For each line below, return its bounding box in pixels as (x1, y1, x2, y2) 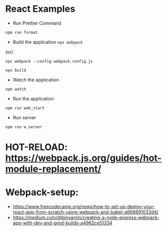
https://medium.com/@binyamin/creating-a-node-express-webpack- (12, 215, 160, 221)
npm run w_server (5, 124, 43, 130)
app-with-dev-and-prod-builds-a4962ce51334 (12, 220, 113, 226)
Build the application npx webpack (12, 39, 83, 45)
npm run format (5, 30, 38, 35)
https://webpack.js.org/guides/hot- (5, 152, 162, 164)
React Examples (5, 3, 76, 15)
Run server (12, 114, 36, 120)
